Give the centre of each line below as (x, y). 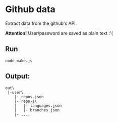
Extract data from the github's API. (41, 23)
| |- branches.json (37, 110)
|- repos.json (29, 97)
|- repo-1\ (26, 101)
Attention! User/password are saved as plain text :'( (59, 33)
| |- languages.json (38, 106)
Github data (30, 9)
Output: (18, 76)
